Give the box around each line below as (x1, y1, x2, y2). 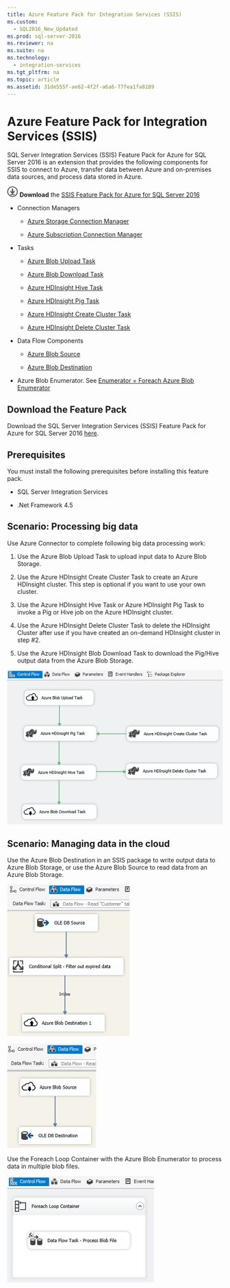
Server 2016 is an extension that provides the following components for (7, 158, 209, 166)
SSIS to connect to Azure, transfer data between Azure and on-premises (7, 165, 212, 174)
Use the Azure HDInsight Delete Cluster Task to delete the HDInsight (16, 621, 210, 630)
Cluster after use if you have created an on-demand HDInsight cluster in (16, 628, 220, 636)
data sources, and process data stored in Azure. (7, 173, 143, 181)
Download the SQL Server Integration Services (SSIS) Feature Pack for (7, 422, 207, 430)
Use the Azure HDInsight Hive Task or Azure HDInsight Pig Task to (16, 600, 205, 609)
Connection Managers (16, 204, 80, 212)
